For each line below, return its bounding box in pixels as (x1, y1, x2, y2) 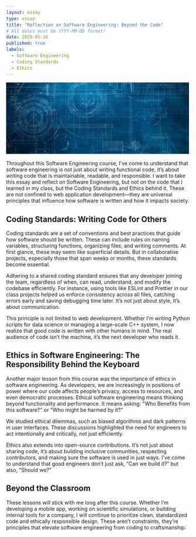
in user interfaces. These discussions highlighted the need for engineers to (6, 424, 187, 431)
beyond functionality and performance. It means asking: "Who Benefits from (6, 400, 190, 407)
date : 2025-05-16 (6, 34, 49, 40)
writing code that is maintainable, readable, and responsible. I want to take (6, 172, 185, 179)
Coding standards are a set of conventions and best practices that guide (6, 229, 181, 237)
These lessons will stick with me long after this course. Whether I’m (6, 499, 169, 506)
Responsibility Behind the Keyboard (6, 359, 140, 369)
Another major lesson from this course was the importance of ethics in (6, 375, 176, 382)
